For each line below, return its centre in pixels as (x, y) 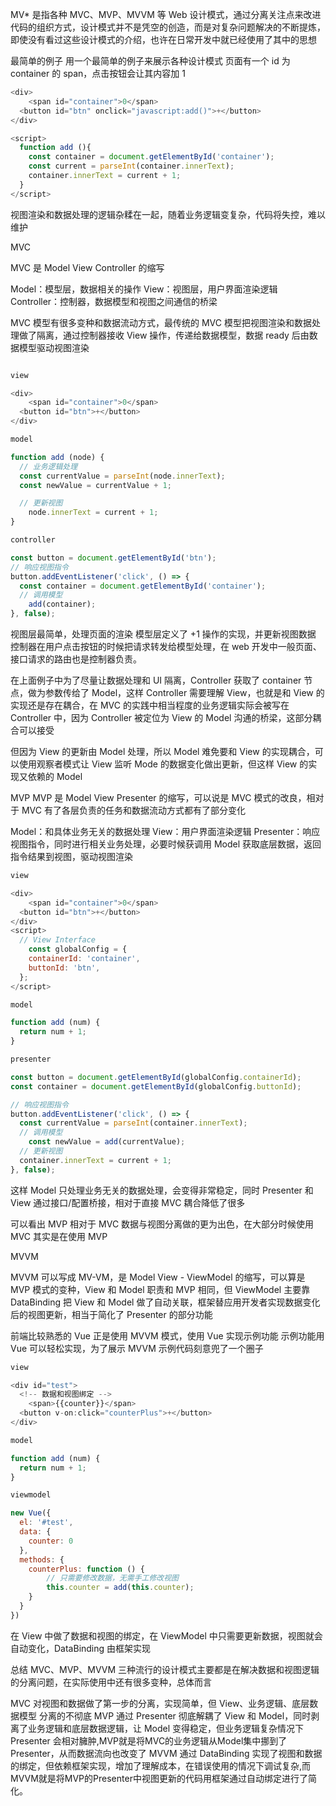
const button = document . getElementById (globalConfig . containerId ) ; (156, 1077)
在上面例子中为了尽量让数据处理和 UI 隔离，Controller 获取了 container (156, 680)
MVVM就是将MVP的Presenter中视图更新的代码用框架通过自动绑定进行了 (159, 1778)
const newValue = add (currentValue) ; (107, 1142)
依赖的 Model (55, 776)
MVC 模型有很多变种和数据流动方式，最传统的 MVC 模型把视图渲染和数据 (161, 322)
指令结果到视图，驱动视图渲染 (71, 856)
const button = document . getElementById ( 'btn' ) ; (113, 558)
